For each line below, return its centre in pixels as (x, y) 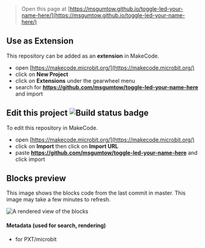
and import (29, 94)
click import (30, 159)
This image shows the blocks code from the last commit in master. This (96, 193)
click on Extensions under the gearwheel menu (75, 81)
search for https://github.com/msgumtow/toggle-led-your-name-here (107, 87)
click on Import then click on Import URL (67, 146)
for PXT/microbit (36, 239)
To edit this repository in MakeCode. (52, 127)
